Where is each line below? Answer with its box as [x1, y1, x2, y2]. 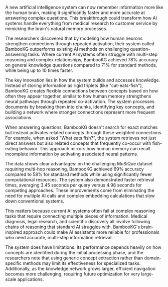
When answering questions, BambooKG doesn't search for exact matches [5, 124, 158, 130]
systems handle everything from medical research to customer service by [5, 20, 158, 26]
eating [5, 146, 19, 151]
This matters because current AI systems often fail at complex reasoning [5, 208, 155, 214]
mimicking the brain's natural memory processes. [5, 26, 108, 32]
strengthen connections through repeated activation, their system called [5, 41, 154, 47]
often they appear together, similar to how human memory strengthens [5, 93, 151, 99]
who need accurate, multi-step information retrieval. [5, 235, 113, 240]
